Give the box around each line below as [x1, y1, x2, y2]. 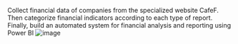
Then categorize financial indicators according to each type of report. [7, 13, 213, 22]
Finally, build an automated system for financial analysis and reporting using [7, 21, 232, 29]
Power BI [7, 28, 34, 37]
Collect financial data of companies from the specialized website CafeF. [7, 6, 219, 14]
